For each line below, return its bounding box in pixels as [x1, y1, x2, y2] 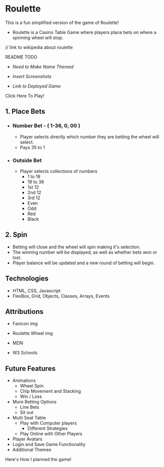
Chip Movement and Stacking [19, 388, 81, 394]
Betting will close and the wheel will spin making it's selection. [12, 244, 141, 250]
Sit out [19, 409, 33, 415]
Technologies [5, 274, 49, 283]
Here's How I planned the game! [5, 456, 71, 462]
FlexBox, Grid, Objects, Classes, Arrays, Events [12, 293, 110, 299]
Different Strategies [27, 425, 68, 431]
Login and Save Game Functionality [12, 441, 86, 447]
